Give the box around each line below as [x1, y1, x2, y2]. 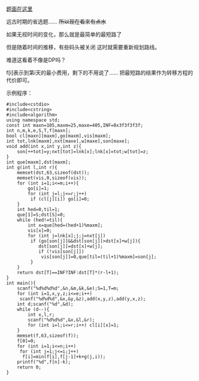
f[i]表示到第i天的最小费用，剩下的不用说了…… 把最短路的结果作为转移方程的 [6, 69, 194, 76]
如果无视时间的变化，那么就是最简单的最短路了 [6, 31, 122, 38]
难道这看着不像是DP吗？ [6, 56, 67, 63]
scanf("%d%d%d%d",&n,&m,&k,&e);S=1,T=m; [17, 285, 119, 291]
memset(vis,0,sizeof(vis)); [17, 175, 87, 181]
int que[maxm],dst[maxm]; [6, 159, 71, 165]
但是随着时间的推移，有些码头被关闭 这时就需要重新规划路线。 [6, 44, 160, 50]
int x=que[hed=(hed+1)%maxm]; [28, 222, 103, 228]
